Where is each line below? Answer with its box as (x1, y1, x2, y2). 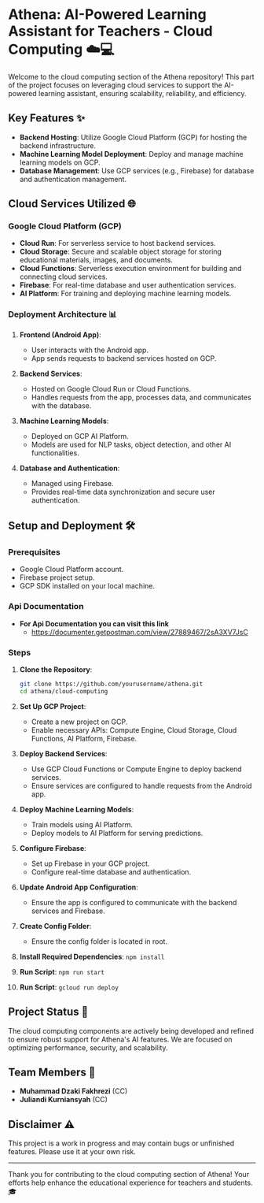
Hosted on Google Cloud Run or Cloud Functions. (31, 384, 191, 393)
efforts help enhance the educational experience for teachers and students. (8, 1178, 253, 1187)
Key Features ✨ (8, 112, 85, 125)
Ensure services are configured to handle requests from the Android (31, 781, 252, 790)
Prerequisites (8, 547, 60, 558)
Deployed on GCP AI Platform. (31, 431, 130, 440)
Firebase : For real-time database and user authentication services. (19, 280, 236, 290)
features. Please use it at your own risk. (8, 1147, 136, 1157)
